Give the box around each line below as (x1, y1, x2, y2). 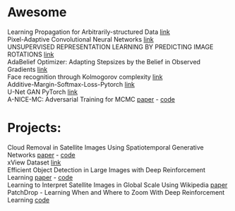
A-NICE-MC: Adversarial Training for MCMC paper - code (7, 95, 175, 103)
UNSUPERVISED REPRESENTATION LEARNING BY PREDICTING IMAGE (7, 42, 214, 51)
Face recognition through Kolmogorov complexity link (7, 72, 163, 81)
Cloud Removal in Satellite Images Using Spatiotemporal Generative (7, 143, 204, 152)
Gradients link (7, 65, 48, 73)
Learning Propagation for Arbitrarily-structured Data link (7, 28, 171, 36)
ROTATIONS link (7, 50, 54, 59)
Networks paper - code (7, 150, 76, 159)
